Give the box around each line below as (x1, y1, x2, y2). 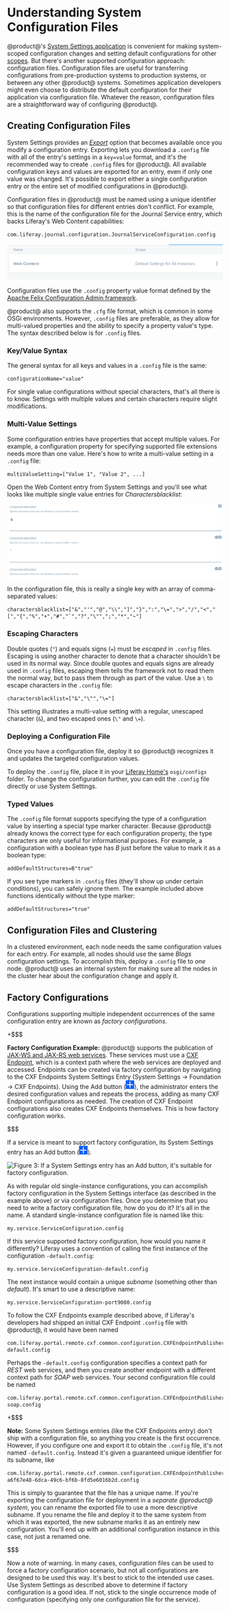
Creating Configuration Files (7, 120, 131, 131)
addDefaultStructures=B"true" (7, 865, 94, 872)
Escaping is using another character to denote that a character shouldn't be (7, 652, 220, 660)
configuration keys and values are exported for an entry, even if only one (7, 167, 213, 175)
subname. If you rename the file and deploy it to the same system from (7, 1511, 207, 1518)
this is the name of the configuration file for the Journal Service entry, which (7, 210, 222, 218)
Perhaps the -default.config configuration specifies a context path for (7, 1359, 207, 1367)
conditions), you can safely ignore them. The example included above (7, 885, 204, 893)
